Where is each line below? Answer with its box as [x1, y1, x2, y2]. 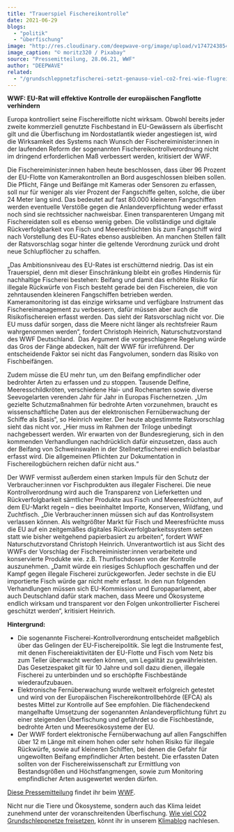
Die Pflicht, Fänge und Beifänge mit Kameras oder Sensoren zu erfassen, [7, 181, 217, 189]
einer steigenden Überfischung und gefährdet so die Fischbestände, [17, 715, 214, 724]
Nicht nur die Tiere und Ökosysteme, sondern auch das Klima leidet [7, 802, 201, 810]
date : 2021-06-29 [7, 17, 58, 24]
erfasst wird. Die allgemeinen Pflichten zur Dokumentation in [7, 452, 181, 461]
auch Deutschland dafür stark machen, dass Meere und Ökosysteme [7, 592, 205, 600]
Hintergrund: [7, 621, 46, 629]
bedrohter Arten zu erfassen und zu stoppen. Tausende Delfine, [7, 378, 191, 387]
